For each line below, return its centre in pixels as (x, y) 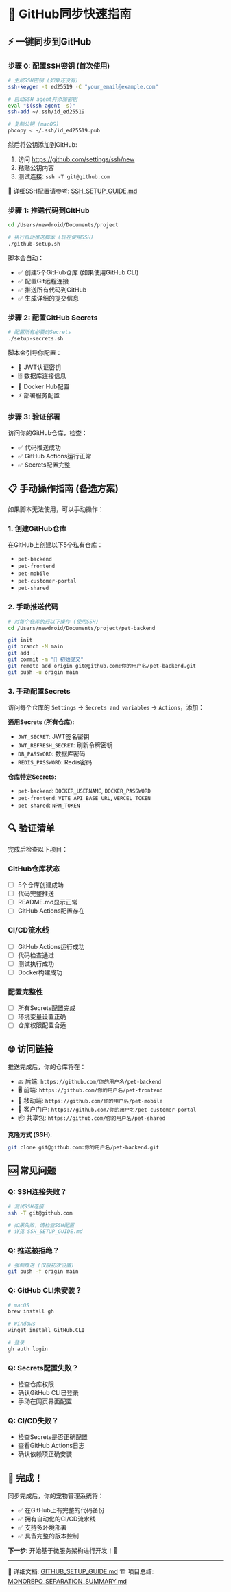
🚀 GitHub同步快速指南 (70, 14)
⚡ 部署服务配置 (39, 395)
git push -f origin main (43, 1272)
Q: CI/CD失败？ (33, 1421)
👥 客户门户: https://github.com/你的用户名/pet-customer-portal (107, 1110)
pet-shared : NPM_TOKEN (49, 805)
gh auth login (28, 1349)
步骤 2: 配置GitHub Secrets (53, 318)
